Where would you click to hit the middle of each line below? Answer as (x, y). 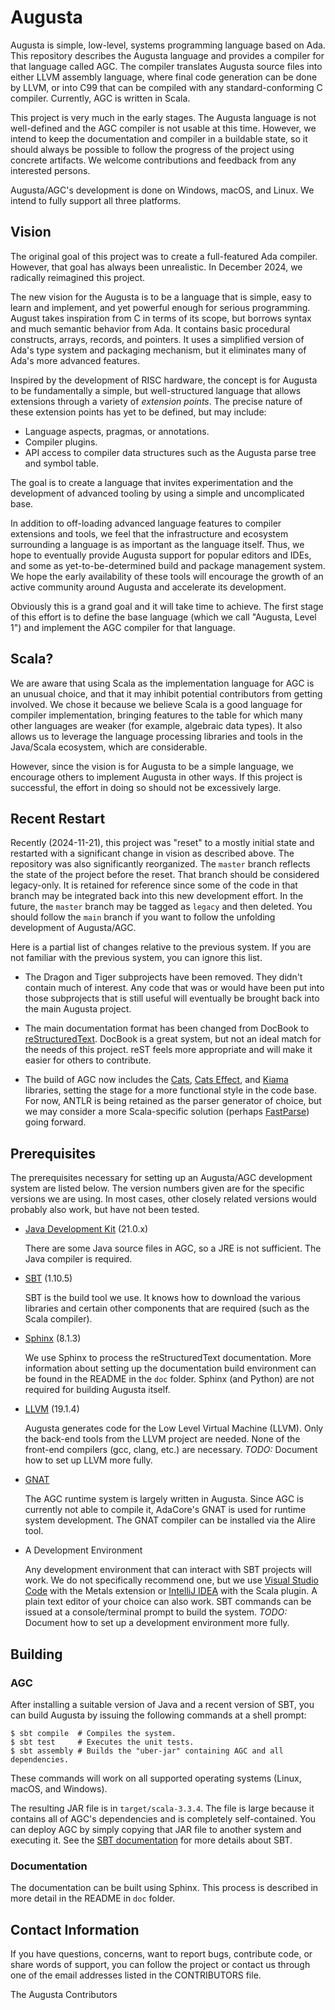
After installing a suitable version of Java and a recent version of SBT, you (162, 1704)
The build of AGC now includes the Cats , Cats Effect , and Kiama (156, 1080)
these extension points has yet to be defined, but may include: (138, 412)
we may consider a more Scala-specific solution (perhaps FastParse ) (167, 1112)
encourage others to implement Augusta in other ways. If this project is (156, 777)
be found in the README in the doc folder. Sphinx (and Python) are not (169, 1379)
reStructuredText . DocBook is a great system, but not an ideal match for (173, 1039)
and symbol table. (61, 463)
